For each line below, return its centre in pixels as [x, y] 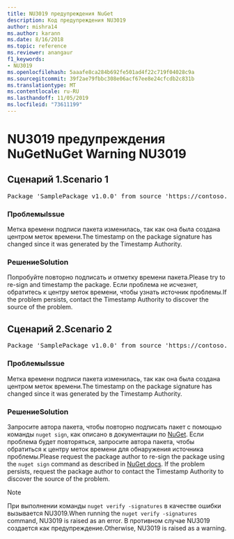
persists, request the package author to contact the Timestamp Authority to [116, 471]
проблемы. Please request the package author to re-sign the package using [116, 456]
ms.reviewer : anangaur [40, 53]
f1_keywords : [26, 59]
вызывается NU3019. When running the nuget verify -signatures [102, 513]
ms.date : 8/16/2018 [36, 40]
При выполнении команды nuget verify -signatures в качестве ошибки [114, 505]
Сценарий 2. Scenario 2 [60, 329]
